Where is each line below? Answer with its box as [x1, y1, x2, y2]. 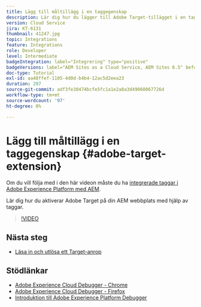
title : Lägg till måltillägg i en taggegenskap [6, 8, 127, 15]
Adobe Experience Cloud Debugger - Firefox [14, 288, 126, 295]
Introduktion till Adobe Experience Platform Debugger [14, 294, 148, 302]
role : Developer [6, 48, 47, 54]
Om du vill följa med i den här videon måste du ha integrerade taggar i [6, 179, 178, 186]
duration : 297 [6, 81, 42, 87]
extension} [6, 159, 62, 173]
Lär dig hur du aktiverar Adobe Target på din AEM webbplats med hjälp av [6, 197, 188, 204]
